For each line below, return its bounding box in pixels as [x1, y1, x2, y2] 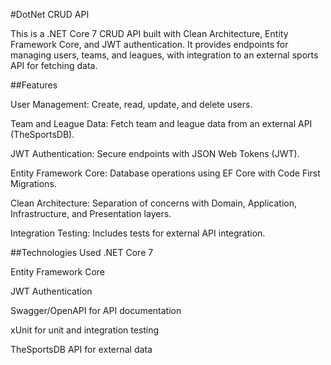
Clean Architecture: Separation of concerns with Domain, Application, [10, 197, 297, 209]
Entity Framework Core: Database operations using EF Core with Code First [10, 167, 321, 179]
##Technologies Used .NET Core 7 [10, 247, 154, 258]
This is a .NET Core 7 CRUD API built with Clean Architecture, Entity [10, 28, 289, 39]
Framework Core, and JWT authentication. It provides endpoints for [10, 39, 289, 50]
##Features [10, 79, 58, 91]
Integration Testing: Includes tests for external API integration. [10, 227, 266, 239]
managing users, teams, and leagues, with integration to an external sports [10, 49, 319, 61]
